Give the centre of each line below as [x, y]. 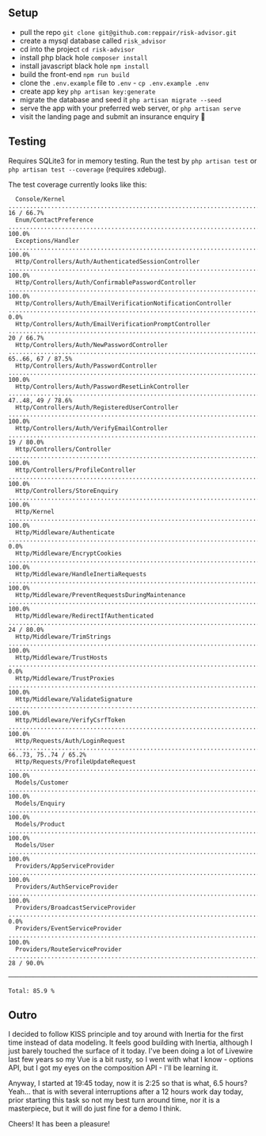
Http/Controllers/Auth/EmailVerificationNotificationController [123, 303]
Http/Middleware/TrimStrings [63, 637]
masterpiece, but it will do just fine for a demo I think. [95, 1109]
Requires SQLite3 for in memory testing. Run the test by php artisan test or [133, 160]
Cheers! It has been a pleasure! [59, 1124]
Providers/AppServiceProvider [65, 866]
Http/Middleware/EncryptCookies [69, 553]
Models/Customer [42, 782]
